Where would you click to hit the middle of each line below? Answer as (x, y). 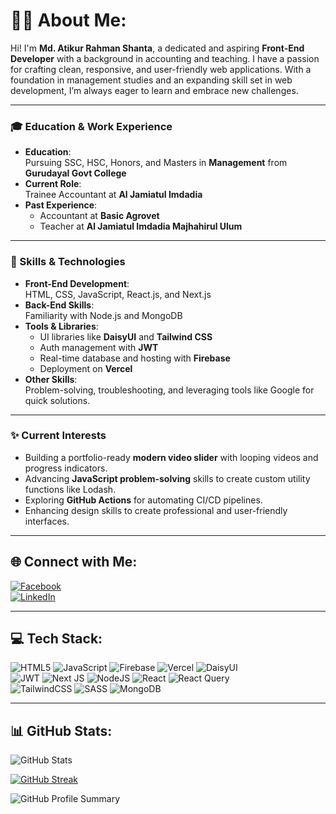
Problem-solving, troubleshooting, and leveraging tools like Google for (169, 390)
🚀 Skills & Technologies (68, 262)
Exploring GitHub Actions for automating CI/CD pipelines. (143, 500)
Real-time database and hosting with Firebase (135, 358)
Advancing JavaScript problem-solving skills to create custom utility (167, 478)
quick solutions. (57, 400)
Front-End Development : (77, 283)
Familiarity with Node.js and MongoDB (103, 315)
